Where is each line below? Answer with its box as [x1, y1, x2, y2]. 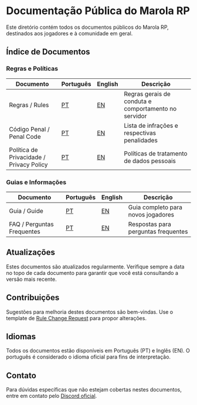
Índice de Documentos [6, 47, 90, 57]
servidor [124, 112, 147, 120]
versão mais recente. [6, 275, 57, 283]
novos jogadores [128, 210, 175, 218]
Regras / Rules [9, 101, 49, 109]
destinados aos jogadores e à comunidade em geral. [6, 29, 133, 36]
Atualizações [6, 247, 56, 257]
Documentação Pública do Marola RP [6, 4, 191, 18]
